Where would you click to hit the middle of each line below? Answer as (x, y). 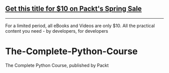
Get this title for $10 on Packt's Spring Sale (73, 9)
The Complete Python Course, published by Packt (57, 65)
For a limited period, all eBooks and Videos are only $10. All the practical (80, 26)
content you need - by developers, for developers (57, 31)
